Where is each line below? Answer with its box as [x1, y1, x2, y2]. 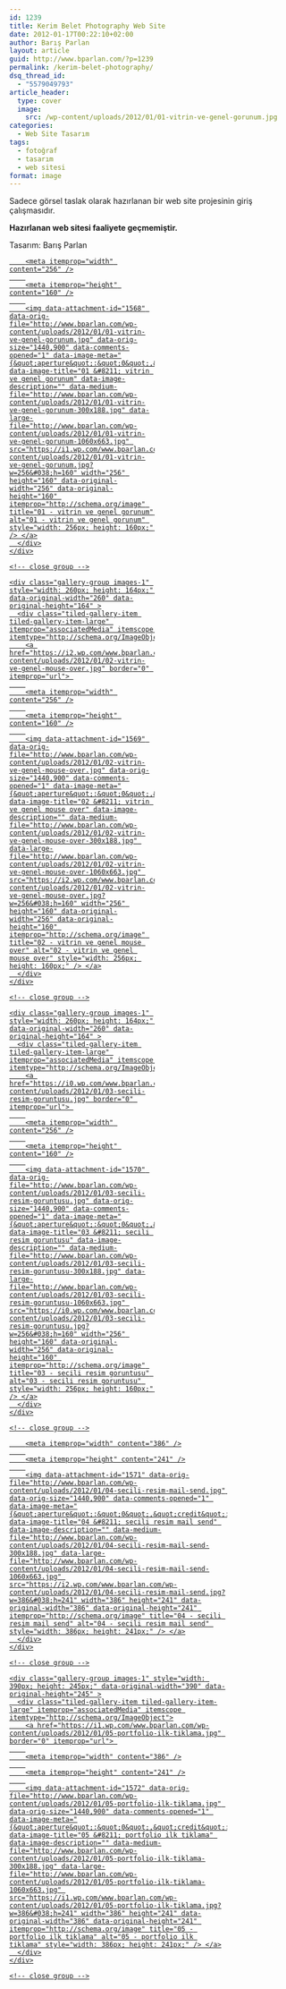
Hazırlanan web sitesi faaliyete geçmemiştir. [9, 223, 178, 234]
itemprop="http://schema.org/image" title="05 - [9, 1925, 194, 1934]
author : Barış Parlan [9, 38, 90, 47]
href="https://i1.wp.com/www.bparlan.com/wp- [37, 1721, 210, 1730]
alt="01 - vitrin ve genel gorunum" [9, 515, 146, 524]
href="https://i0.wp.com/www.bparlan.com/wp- [9, 1079, 181, 1088]
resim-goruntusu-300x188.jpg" [9, 1267, 122, 1276]
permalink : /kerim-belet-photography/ [9, 64, 154, 72]
